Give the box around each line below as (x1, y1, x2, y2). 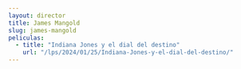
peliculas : (8, 33, 45, 42)
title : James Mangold (8, 19, 81, 27)
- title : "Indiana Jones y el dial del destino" (15, 41, 180, 49)
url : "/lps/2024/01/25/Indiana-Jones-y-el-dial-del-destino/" (22, 48, 234, 56)
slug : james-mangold (8, 26, 77, 34)
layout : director (8, 11, 66, 20)
